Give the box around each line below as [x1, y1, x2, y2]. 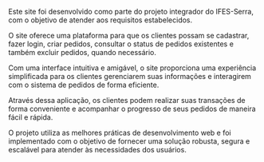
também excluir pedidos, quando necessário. [8, 48, 157, 57]
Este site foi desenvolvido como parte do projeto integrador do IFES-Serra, [8, 7, 254, 16]
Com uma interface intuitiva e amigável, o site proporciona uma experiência [8, 63, 257, 73]
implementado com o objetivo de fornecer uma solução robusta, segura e [8, 136, 250, 146]
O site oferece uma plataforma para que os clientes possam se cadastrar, [8, 31, 250, 40]
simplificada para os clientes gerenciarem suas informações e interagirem [8, 72, 251, 81]
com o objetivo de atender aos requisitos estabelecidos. [8, 15, 193, 25]
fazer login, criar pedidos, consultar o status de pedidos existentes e [8, 39, 234, 49]
